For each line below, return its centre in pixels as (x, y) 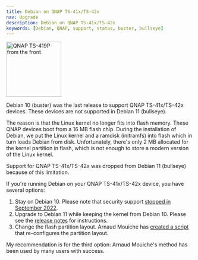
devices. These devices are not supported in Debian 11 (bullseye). (87, 112)
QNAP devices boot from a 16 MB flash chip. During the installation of (91, 129)
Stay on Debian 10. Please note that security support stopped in (93, 202)
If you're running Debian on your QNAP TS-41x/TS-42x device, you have (95, 184)
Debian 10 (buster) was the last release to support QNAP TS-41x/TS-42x (95, 105)
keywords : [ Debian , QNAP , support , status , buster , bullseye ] (85, 28)
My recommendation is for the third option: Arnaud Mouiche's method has (97, 245)
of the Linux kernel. (30, 154)
